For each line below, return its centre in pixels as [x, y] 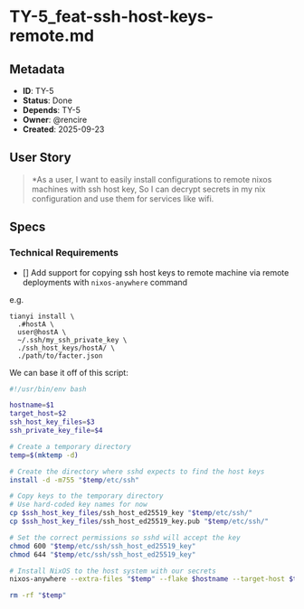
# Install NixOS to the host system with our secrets [113, 571]
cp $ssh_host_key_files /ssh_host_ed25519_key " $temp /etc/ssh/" [131, 513]
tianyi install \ [42, 316]
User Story [40, 158]
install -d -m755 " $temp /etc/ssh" [75, 480]
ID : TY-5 [38, 91]
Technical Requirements [64, 253]
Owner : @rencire [55, 120]
